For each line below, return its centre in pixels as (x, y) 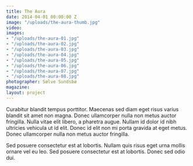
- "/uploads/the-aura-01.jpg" (43, 38)
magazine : (18, 87)
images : (15, 33)
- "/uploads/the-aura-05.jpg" (43, 60)
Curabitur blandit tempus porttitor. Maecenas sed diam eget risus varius (92, 109)
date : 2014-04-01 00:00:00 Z (41, 17)
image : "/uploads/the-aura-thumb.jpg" (53, 22)
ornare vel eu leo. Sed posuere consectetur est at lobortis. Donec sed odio (96, 151)
